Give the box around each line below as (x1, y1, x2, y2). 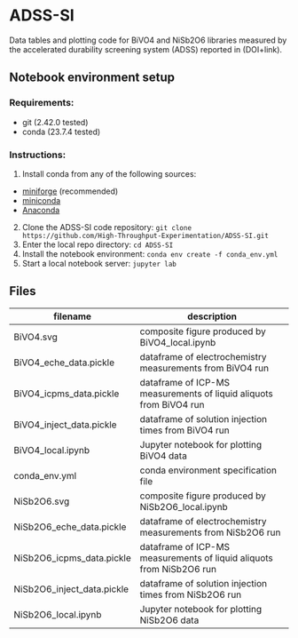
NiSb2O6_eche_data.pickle (13, 521, 127, 533)
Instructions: (9, 148, 67, 161)
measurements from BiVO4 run (139, 362, 269, 374)
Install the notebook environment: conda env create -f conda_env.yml (21, 248, 278, 259)
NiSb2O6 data (139, 614, 200, 626)
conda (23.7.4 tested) (21, 126, 101, 137)
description (187, 310, 238, 323)
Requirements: (9, 97, 74, 109)
